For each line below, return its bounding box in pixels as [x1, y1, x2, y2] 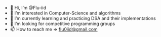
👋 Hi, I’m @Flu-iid [10, 5, 47, 10]
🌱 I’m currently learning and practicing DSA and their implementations [10, 15, 156, 21]
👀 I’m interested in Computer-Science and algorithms [10, 10, 121, 16]
